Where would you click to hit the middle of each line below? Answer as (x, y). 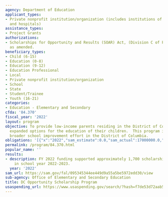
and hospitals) (25, 24)
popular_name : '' (23, 150)
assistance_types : (24, 29)
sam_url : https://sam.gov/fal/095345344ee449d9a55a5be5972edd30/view (79, 173)
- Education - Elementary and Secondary (48, 108)
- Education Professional (32, 71)
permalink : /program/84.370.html (40, 145)
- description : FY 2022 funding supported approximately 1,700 (72, 159)
